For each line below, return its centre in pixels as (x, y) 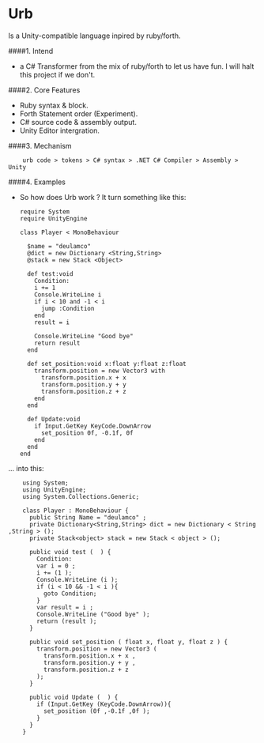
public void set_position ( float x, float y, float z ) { (128, 642)
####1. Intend (31, 51)
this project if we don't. (57, 74)
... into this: (26, 468)
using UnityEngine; (55, 490)
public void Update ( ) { (74, 697)
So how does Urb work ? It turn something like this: (103, 197)
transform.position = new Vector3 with (100, 371)
